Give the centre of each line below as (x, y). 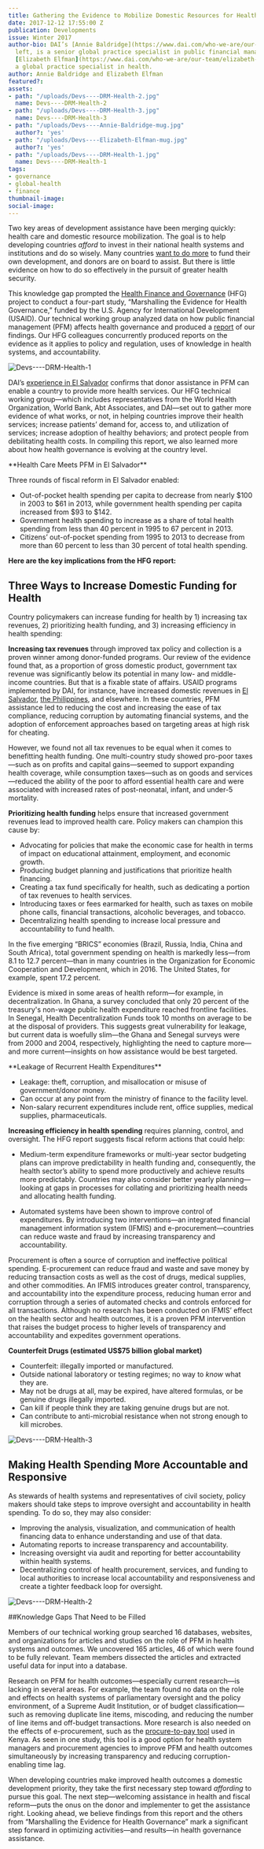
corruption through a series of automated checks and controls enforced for (130, 1302)
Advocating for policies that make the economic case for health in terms (136, 845)
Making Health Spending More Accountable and (128, 1464)
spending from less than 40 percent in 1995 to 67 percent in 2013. (126, 529)
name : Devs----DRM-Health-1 (61, 162)
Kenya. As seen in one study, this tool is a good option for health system (125, 1740)
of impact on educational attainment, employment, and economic (125, 854)
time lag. (52, 1764)
